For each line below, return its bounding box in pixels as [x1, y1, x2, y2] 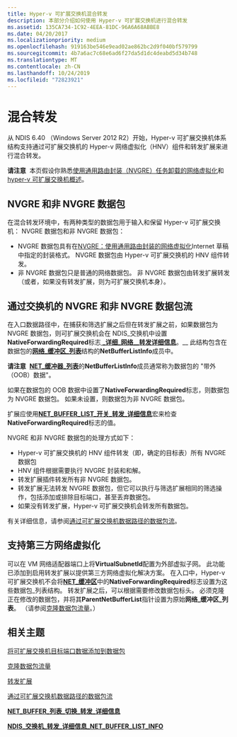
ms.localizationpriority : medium [7, 37, 106, 44]
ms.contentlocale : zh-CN [7, 63, 81, 70]
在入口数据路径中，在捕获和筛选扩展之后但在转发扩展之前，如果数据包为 [7, 320, 218, 328]
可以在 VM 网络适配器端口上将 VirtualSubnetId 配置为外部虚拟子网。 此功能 [7, 559, 225, 568]
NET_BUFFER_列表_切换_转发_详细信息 [7, 707, 121, 715]
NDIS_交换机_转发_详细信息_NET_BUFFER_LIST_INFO [7, 721, 164, 730]
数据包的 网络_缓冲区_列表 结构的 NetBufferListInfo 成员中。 [7, 346, 178, 355]
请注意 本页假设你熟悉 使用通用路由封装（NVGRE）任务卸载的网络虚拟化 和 [7, 166, 224, 175]
